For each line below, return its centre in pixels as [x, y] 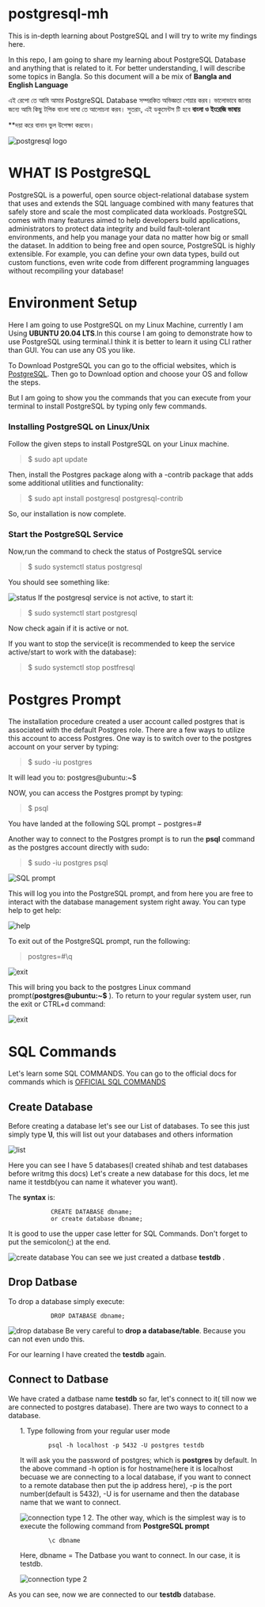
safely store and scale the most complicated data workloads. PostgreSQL [128, 212]
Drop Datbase [43, 1282]
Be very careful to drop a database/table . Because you [155, 1330]
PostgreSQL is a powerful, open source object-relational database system [129, 194]
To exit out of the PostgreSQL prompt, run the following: [99, 942]
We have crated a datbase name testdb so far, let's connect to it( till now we [132, 1398]
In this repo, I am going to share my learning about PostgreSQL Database [127, 59]
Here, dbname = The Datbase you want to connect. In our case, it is [130, 1555]
